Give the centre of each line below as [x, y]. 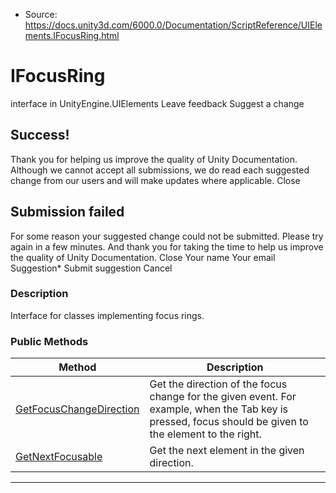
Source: [41, 14]
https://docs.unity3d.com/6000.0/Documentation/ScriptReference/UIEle [173, 25]
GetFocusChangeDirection [77, 409]
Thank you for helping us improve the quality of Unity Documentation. [154, 159]
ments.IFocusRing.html [72, 35]
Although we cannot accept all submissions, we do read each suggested [160, 170]
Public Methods [49, 341]
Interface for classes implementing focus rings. [107, 315]
